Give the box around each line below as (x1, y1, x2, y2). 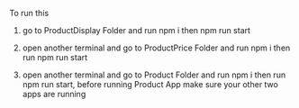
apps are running (22, 89, 86, 99)
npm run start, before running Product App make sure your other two (22, 79, 279, 89)
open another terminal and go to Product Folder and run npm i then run (22, 69, 286, 80)
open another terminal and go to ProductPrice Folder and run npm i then (22, 42, 291, 53)
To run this (9, 8, 50, 18)
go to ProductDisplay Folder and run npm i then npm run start (22, 25, 250, 35)
